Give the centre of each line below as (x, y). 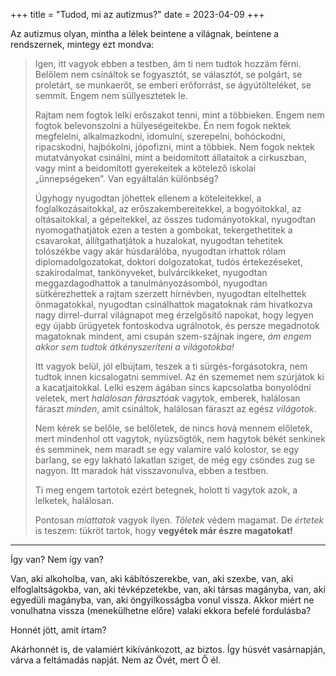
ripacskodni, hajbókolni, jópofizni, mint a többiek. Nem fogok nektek (175, 147)
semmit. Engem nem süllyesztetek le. (111, 95)
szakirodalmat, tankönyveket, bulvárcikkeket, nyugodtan (151, 272)
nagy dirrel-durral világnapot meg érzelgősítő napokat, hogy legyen (174, 315)
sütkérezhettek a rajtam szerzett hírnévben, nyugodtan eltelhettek (170, 293)
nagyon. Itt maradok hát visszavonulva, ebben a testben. (151, 470)
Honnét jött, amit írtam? (58, 630)
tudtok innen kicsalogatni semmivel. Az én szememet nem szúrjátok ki (179, 377)
